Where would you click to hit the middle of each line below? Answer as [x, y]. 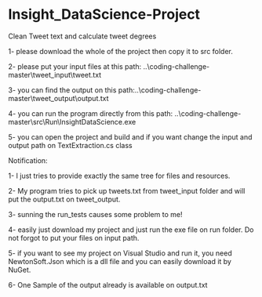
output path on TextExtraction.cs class [70, 145]
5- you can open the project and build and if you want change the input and [130, 137]
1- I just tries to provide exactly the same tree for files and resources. [119, 176]
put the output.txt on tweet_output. [64, 199]
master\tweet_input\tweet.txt [55, 74]
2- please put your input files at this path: [75, 66]
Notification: [28, 160]
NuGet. [20, 270]
